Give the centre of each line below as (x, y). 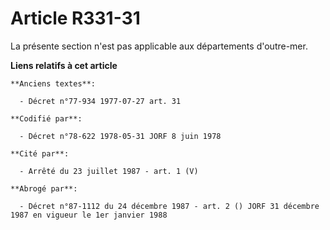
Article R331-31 (75, 18)
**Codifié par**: (46, 118)
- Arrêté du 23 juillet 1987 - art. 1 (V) (109, 171)
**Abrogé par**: (44, 188)
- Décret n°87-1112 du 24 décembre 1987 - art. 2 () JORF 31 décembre (169, 206)
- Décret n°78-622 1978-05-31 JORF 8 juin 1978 (120, 136)
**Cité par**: (40, 153)
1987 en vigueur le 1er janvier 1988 (89, 215)
